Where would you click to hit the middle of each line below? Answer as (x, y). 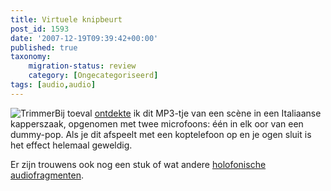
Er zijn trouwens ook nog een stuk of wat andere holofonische (138, 164)
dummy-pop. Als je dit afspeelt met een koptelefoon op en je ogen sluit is (161, 134)
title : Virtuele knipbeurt (66, 19)
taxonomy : (31, 57)
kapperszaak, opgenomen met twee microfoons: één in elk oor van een (157, 123)
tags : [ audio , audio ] (53, 85)
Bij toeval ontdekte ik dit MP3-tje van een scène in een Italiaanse (188, 113)
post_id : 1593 (40, 29)
